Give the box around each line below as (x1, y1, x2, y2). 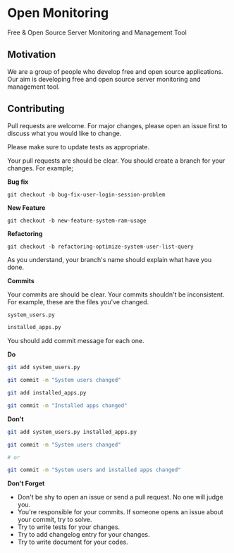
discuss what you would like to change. (7, 129, 122, 137)
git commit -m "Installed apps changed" (7, 402, 128, 409)
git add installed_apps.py (7, 390, 87, 397)
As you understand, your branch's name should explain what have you (7, 255, 212, 263)
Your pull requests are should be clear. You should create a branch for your (7, 156, 226, 165)
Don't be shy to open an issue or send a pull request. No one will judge (17, 493, 223, 502)
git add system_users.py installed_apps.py (7, 428, 137, 435)
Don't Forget (7, 479, 45, 487)
